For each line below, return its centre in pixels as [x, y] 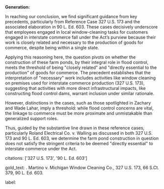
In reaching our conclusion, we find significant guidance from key [71, 16]
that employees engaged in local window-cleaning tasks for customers [77, 32]
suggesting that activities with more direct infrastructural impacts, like [75, 88]
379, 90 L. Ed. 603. [24, 173]
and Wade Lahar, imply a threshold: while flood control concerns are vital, [79, 108]
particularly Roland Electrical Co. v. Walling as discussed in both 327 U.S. [79, 133]
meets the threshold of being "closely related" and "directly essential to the [81, 67]
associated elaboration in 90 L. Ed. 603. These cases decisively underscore [82, 27]
